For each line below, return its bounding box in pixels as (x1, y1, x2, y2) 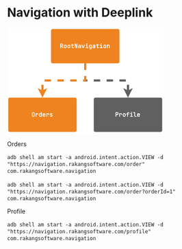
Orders (7, 139, 27, 148)
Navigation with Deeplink (7, 5, 153, 21)
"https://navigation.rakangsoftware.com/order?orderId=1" (7, 188, 176, 195)
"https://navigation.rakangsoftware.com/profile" (7, 228, 152, 235)
